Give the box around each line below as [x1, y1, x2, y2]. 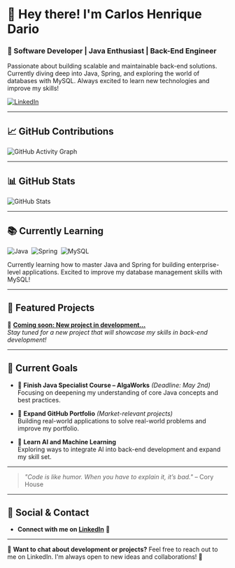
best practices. [17, 395, 61, 404]
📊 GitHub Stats [7, 175, 76, 187]
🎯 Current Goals [7, 363, 78, 374]
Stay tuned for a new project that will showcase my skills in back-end [7, 328, 208, 336]
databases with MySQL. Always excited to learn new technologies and [7, 77, 210, 85]
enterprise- [186, 260, 220, 268]
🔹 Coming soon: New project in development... [7, 321, 146, 329]
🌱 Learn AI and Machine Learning [17, 437, 117, 446]
